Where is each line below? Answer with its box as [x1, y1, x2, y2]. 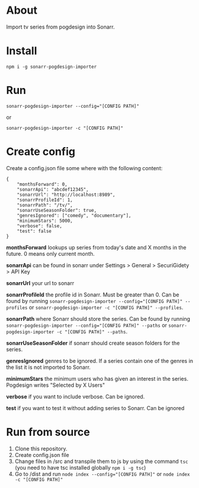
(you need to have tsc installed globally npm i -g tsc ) [14, 464, 147, 471]
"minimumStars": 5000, [17, 218, 73, 224]
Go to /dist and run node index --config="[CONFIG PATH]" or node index [14, 470, 190, 477]
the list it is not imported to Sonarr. [6, 364, 91, 371]
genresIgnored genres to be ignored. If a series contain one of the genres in [6, 357, 194, 364]
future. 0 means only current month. [6, 250, 95, 257]
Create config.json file [14, 451, 70, 458]
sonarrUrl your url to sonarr [6, 279, 74, 286]
